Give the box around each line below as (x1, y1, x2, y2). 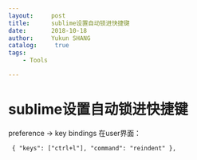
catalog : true (8, 42, 69, 50)
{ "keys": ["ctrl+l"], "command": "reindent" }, (11, 144, 177, 152)
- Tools (22, 57, 48, 65)
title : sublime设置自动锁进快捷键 (8, 19, 130, 27)
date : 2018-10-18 (8, 26, 88, 34)
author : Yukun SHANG (8, 34, 91, 42)
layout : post (8, 11, 66, 20)
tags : (8, 49, 26, 57)
